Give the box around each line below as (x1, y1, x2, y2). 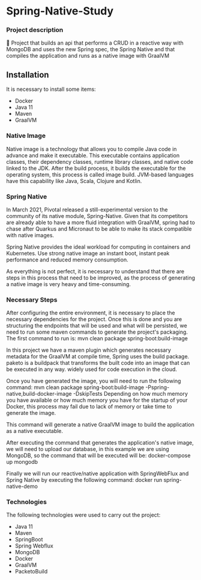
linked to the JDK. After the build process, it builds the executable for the (6, 164, 186, 172)
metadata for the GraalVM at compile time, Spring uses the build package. (6, 353, 190, 360)
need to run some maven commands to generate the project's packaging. (6, 328, 188, 335)
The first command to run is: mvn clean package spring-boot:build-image (6, 335, 188, 342)
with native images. (6, 231, 55, 239)
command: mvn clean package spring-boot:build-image (6, 384, 145, 391)
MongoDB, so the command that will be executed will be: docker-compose (6, 452, 191, 459)
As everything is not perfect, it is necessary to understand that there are (6, 267, 185, 275)
